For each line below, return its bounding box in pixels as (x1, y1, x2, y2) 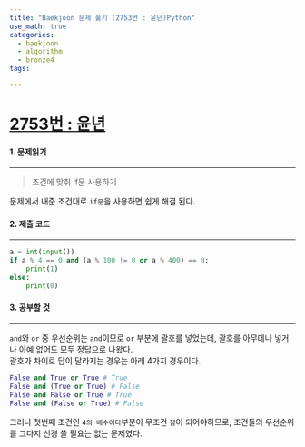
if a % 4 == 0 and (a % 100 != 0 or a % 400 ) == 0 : (9, 256, 210, 265)
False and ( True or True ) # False (9, 382, 141, 391)
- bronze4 (17, 55, 54, 65)
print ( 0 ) (25, 281, 59, 291)
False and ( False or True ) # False (9, 399, 144, 408)
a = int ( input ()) (9, 247, 75, 257)
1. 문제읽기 (9, 146, 47, 157)
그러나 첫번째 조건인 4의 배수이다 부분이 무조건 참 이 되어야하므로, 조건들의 (9, 416, 263, 427)
